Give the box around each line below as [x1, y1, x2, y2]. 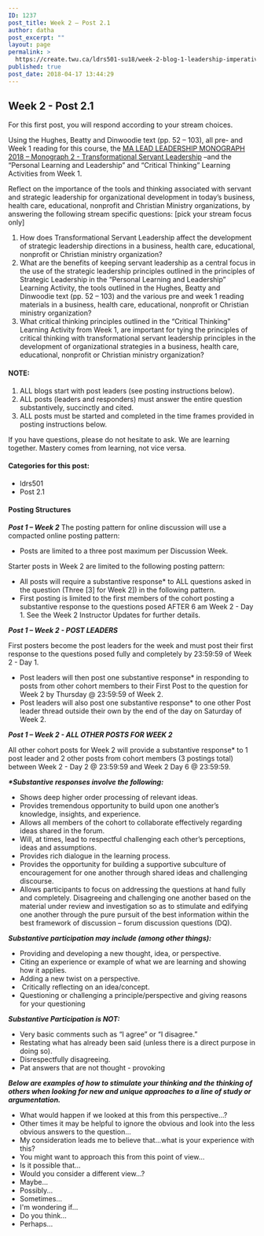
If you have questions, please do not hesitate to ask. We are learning [8, 434, 230, 444]
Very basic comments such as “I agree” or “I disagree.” [19, 1029, 198, 1039]
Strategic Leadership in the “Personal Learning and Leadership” [19, 275, 226, 285]
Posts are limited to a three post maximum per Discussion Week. [19, 546, 229, 556]
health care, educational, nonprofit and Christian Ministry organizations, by [8, 201, 251, 210]
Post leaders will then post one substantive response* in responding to [19, 673, 249, 683]
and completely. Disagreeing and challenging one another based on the [19, 893, 251, 903]
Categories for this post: [8, 461, 90, 471]
